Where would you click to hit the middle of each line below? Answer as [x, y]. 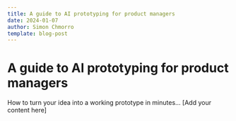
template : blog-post [38, 33]
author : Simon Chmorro [41, 27]
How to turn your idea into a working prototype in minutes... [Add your [110, 103]
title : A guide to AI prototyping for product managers [91, 14]
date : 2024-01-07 [33, 20]
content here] [27, 110]
